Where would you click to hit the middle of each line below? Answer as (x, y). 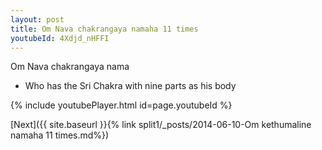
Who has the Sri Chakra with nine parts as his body (130, 86)
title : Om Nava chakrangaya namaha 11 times (104, 29)
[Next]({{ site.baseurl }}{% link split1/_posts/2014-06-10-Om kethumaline (161, 125)
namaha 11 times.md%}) (60, 135)
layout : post (37, 19)
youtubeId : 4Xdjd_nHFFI (60, 38)
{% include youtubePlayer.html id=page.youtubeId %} (121, 105)
